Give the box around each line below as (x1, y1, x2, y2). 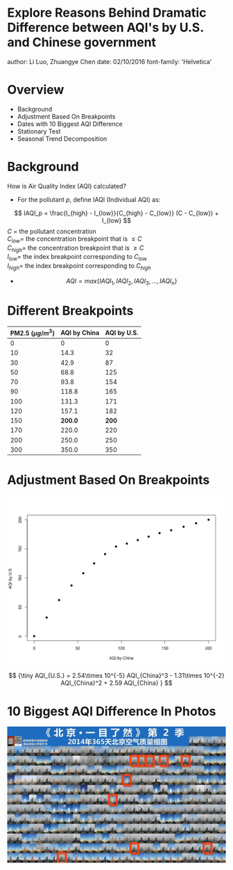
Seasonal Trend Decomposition (17, 134, 107, 143)
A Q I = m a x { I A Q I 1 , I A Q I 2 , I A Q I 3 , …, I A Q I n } (65, 277, 178, 287)
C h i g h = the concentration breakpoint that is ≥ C (7, 244, 144, 253)
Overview (7, 82, 64, 98)
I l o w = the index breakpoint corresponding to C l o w (7, 253, 148, 262)
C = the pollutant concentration (7, 227, 97, 235)
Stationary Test (17, 127, 61, 135)
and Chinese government (7, 35, 157, 50)
